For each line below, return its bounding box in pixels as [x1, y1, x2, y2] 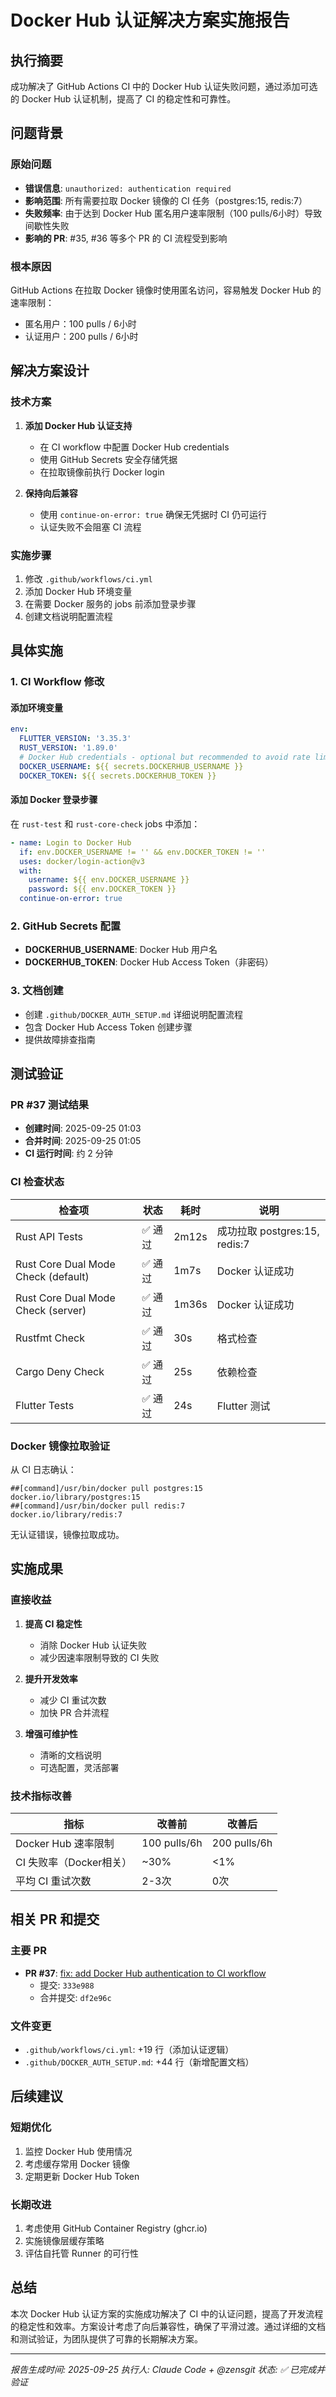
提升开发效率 [24, 1672, 78, 1685]
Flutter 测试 [216, 1399, 271, 1413]
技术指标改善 [10, 1789, 73, 1803]
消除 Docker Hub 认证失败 [39, 1639, 147, 1651]
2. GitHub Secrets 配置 [10, 919, 122, 933]
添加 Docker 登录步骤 [10, 794, 98, 806]
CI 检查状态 [10, 1175, 65, 1189]
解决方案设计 [10, 362, 90, 380]
